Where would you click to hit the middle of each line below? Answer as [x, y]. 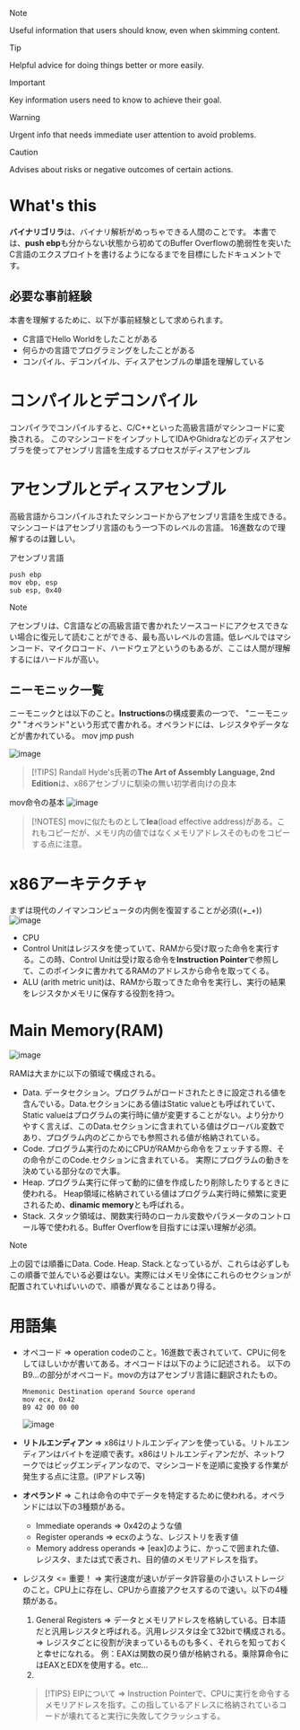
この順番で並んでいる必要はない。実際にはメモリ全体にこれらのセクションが [150, 1275]
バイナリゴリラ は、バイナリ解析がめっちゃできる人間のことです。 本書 [139, 232]
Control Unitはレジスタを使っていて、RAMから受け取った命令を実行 [147, 948]
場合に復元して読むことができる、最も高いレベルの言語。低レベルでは [146, 637]
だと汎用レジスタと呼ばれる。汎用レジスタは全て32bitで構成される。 [163, 1631]
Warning [25, 117]
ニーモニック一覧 [56, 690]
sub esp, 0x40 [36, 590]
